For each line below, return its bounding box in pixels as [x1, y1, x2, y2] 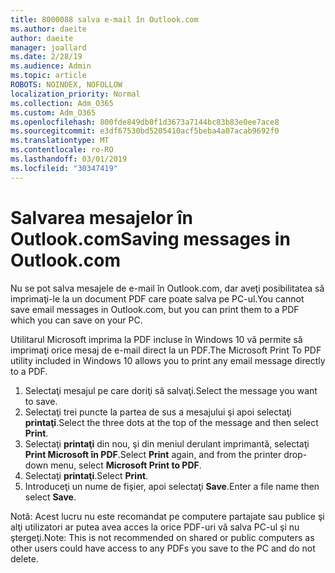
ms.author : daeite [10, 24, 87, 34]
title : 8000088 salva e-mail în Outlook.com [10, 14, 199, 25]
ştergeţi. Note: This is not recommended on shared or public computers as [10, 531, 315, 543]
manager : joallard [10, 42, 87, 53]
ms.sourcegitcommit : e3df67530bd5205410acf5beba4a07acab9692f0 [10, 126, 280, 136]
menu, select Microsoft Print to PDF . [50, 459, 202, 471]
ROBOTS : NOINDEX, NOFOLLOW [10, 80, 123, 90]
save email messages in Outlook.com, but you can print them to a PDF [10, 303, 300, 315]
